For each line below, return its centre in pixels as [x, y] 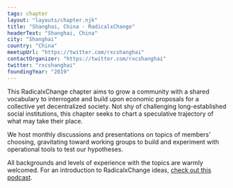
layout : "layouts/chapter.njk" [53, 20]
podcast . [20, 177]
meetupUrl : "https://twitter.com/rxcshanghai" [76, 53]
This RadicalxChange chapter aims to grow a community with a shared [109, 92]
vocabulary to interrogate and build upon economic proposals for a [103, 99]
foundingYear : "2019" [39, 71]
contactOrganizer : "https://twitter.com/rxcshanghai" [87, 59]
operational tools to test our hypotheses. [65, 149]
